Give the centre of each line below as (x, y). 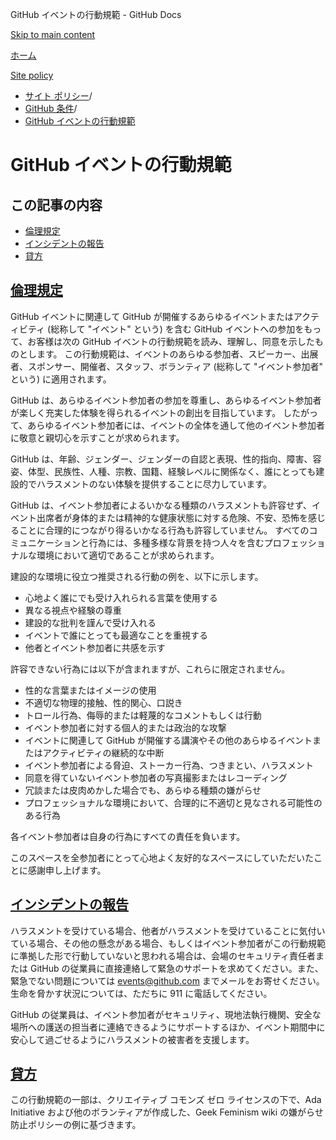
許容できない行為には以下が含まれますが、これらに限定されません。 (150, 669)
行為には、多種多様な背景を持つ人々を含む (176, 542)
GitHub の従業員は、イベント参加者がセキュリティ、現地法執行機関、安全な (166, 1014)
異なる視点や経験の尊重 (73, 610)
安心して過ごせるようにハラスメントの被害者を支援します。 (132, 1039)
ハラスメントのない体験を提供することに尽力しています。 (154, 484)
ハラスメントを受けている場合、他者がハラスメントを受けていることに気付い (168, 930)
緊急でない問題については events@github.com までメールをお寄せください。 (167, 980)
